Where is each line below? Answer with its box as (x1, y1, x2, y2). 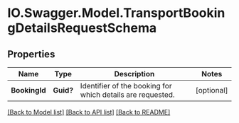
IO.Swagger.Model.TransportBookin (7, 5, 225, 21)
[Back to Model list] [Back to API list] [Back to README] (7, 108, 171, 116)
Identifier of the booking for (80, 81, 172, 90)
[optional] (195, 86, 228, 95)
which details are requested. (80, 90, 176, 100)
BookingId (11, 86, 46, 95)
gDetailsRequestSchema (7, 20, 157, 36)
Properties (7, 48, 55, 60)
